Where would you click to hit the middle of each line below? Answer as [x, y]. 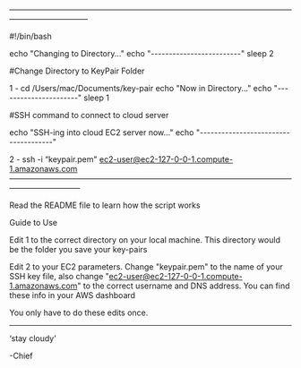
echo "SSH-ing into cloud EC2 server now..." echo [102, 133]
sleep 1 [97, 98]
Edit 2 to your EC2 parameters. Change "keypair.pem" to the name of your [146, 267]
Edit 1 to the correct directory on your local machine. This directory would [145, 240]
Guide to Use [34, 223]
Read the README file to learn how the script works [105, 205]
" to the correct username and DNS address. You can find [184, 286]
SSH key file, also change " [59, 276]
